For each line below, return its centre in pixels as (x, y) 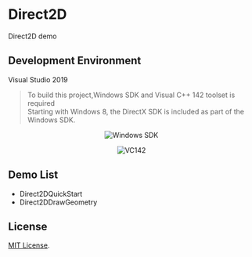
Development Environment (75, 61)
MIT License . (29, 245)
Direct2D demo (32, 36)
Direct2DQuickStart (51, 194)
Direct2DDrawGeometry (58, 202)
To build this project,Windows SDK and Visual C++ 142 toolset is (131, 95)
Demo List (33, 175)
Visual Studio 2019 (38, 79)
